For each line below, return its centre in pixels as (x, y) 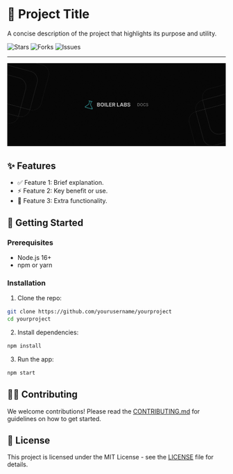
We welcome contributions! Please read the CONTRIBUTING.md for (104, 411)
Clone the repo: (40, 298)
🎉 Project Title (49, 14)
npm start (21, 373)
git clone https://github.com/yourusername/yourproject (89, 312)
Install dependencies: (48, 332)
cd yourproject (29, 319)
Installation (27, 283)
